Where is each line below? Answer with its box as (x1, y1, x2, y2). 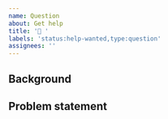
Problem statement (8, 99, 108, 113)
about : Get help (8, 19, 63, 28)
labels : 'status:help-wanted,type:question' (8, 34, 162, 43)
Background (8, 72, 71, 86)
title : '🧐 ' (8, 27, 49, 35)
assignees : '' (8, 42, 57, 50)
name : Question (8, 11, 60, 20)
